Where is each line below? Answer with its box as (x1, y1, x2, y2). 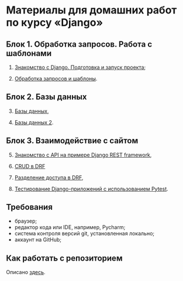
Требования (6, 202, 53, 212)
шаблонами (6, 48, 51, 58)
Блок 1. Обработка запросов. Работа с (6, 39, 153, 49)
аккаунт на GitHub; (14, 236, 61, 243)
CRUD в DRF (14, 162, 46, 169)
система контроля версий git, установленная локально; (14, 230, 155, 237)
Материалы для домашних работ (6, 4, 177, 17)
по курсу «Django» (6, 16, 103, 29)
